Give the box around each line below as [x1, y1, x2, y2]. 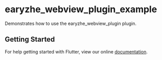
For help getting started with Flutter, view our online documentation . [5, 48, 148, 54]
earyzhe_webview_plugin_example [5, 4, 157, 15]
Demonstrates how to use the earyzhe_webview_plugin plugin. [5, 20, 136, 26]
